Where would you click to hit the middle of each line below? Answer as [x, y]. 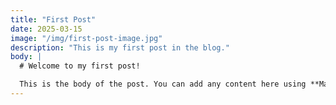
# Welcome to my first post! [80, 66]
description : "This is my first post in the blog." [120, 47]
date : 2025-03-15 [46, 29]
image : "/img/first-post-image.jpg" [86, 38]
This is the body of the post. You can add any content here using [163, 84]
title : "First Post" [53, 19]
